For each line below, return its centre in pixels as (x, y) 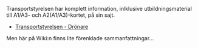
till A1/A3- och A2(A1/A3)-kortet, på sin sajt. (61, 15)
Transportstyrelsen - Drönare (52, 27)
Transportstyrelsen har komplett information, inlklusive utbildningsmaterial (99, 9)
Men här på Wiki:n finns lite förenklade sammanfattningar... (80, 38)
